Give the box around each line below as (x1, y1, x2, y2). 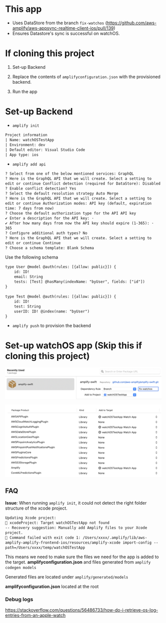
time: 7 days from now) (5, 206, 55, 211)
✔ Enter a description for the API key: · (5, 215, 94, 221)
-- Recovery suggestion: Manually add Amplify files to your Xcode (5, 525, 148, 530)
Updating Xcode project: (5, 515, 56, 520)
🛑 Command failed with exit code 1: (5, 535, 81, 540)
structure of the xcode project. (5, 505, 68, 511)
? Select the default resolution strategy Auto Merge (5, 191, 119, 196)
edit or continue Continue (5, 240, 61, 246)
